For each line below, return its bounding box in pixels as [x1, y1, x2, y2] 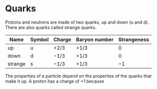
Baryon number [76, 36, 114, 43]
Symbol [30, 36, 49, 43]
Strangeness [118, 36, 150, 43]
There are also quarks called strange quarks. [5, 24, 97, 30]
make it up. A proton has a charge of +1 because [5, 78, 105, 84]
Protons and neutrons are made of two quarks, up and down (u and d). [5, 19, 150, 25]
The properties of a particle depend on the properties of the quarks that [5, 73, 152, 79]
